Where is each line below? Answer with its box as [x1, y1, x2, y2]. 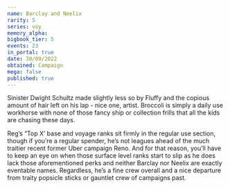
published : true [7, 74, 54, 82]
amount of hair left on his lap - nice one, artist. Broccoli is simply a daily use [7, 101, 224, 110]
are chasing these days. [7, 116, 76, 124]
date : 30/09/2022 [7, 56, 57, 63]
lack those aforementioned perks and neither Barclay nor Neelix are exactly [7, 159, 223, 167]
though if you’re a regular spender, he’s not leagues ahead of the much [7, 137, 210, 145]
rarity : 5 [7, 17, 36, 24]
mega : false [7, 68, 42, 75]
